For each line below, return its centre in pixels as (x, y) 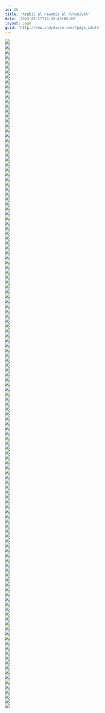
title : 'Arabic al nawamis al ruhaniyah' (48, 14)
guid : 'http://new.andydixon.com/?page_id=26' (53, 28)
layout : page (18, 23)
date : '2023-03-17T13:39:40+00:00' (41, 19)
